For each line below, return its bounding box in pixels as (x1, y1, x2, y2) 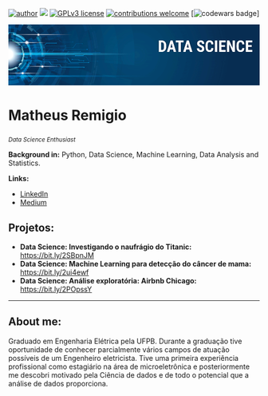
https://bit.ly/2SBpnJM (19, 251, 94, 260)
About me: (8, 315, 62, 329)
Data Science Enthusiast (8, 136, 76, 144)
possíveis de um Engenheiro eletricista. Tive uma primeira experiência (8, 353, 239, 362)
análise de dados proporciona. (8, 378, 108, 388)
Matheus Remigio (8, 106, 127, 124)
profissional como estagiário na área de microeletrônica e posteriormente (8, 362, 250, 371)
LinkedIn (19, 189, 49, 199)
